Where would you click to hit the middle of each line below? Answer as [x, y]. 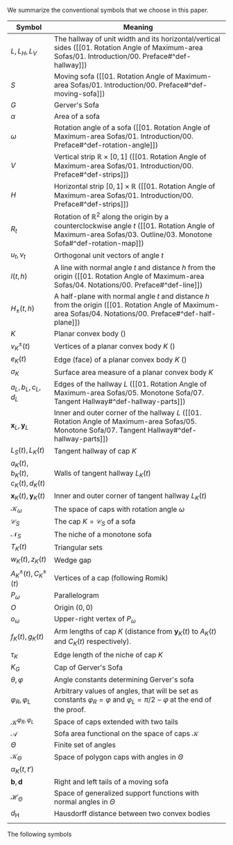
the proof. [70, 710]
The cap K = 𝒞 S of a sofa [95, 522]
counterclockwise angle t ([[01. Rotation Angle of [134, 226]
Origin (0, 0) [74, 607]
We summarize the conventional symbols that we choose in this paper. [108, 10]
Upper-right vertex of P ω [95, 619]
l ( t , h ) [19, 276]
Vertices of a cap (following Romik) [111, 578]
